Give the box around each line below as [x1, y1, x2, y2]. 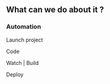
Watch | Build [6, 59, 39, 66]
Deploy [6, 71, 24, 78]
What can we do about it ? [6, 5, 104, 15]
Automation [6, 23, 42, 31]
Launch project [6, 36, 43, 43]
